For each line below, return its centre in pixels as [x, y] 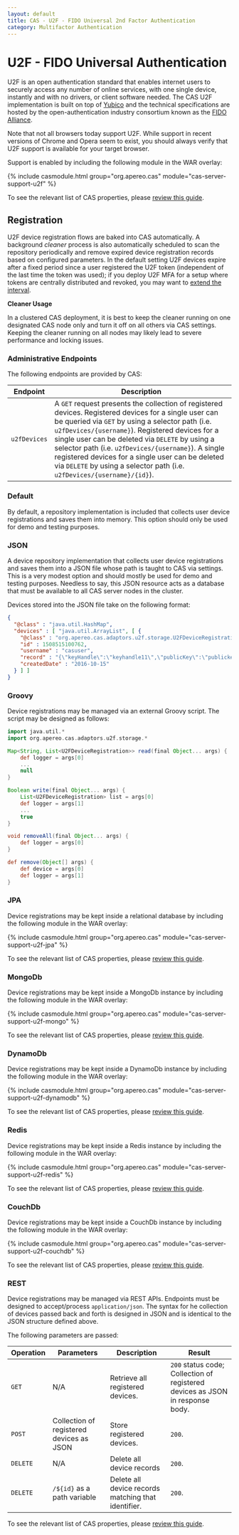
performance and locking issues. [55, 340]
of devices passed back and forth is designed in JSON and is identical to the [119, 1314]
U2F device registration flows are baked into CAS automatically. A [104, 237]
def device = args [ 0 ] [52, 869]
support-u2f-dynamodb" [44, 1098]
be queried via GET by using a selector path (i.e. [133, 422]
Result [199, 1353]
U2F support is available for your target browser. [78, 149]
